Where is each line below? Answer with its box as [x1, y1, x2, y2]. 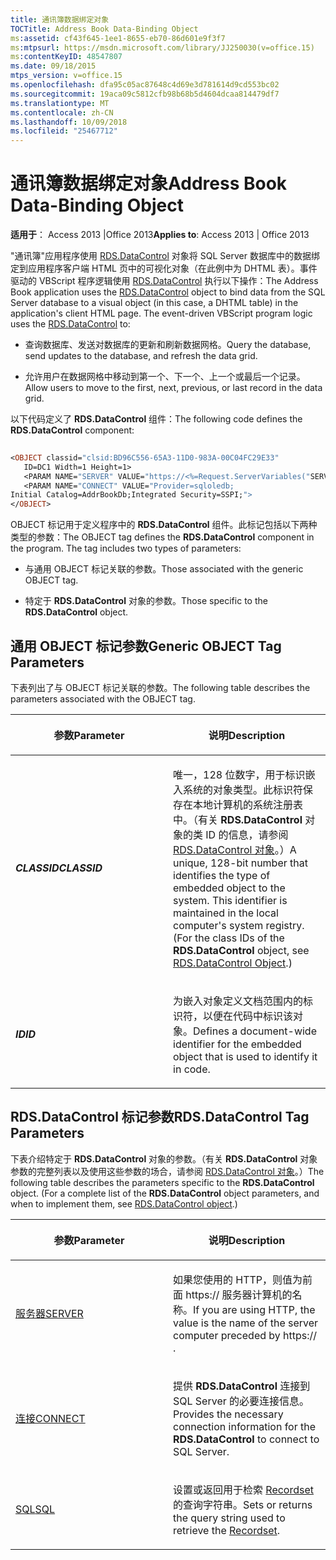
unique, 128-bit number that [173, 856, 308, 870]
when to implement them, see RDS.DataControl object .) [10, 1197, 238, 1210]
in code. [173, 1062, 211, 1076]
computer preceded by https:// [173, 1328, 318, 1342]
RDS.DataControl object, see [173, 944, 310, 957]
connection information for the [173, 1419, 317, 1433]
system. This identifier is [173, 894, 288, 907]
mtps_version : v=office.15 [10, 71, 123, 81]
